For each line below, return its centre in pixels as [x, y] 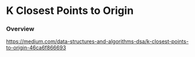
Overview [20, 29]
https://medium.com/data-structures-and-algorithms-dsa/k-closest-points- [97, 41]
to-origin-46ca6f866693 [36, 48]
